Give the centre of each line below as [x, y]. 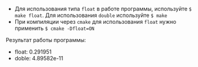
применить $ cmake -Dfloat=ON [54, 28]
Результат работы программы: [46, 40]
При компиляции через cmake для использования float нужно [95, 22]
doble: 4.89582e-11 [39, 58]
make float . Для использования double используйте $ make [91, 15]
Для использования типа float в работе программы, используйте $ [103, 9]
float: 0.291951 [33, 52]
